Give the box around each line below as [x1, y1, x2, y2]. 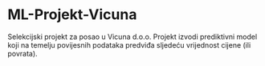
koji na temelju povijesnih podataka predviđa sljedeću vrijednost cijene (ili [7, 40, 251, 49]
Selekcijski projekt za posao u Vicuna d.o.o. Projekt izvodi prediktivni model [7, 32, 258, 41]
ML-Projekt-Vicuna [7, 6, 137, 24]
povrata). [7, 49, 38, 58]
